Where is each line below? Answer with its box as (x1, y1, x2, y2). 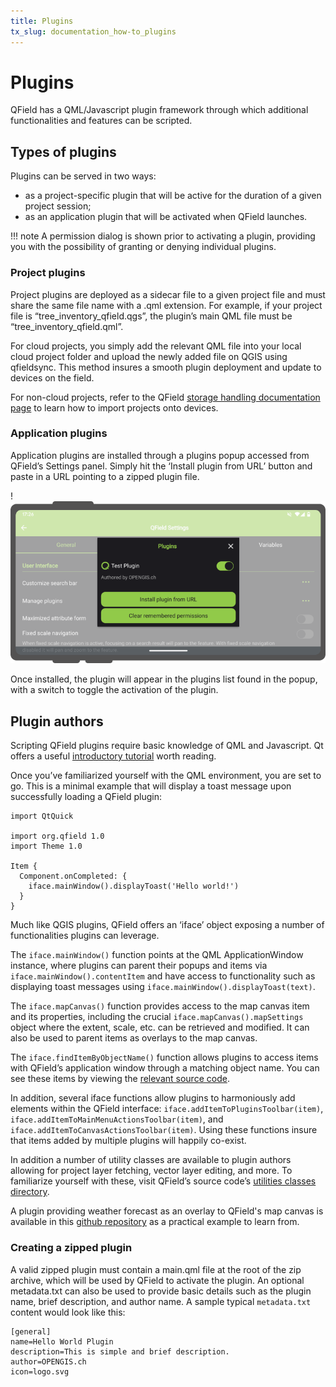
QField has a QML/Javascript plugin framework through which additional (10, 104, 309, 116)
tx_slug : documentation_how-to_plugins (10, 26, 177, 37)
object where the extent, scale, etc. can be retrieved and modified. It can (10, 1021, 310, 1034)
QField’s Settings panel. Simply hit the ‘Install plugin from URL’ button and (10, 460, 313, 472)
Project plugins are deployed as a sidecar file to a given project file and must (10, 288, 326, 300)
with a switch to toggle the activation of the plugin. (10, 684, 219, 696)
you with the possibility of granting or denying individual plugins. (10, 241, 277, 253)
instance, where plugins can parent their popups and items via (10, 960, 268, 972)
